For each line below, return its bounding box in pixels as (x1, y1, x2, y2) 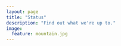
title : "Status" (6, 14, 46, 20)
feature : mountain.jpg (11, 31, 68, 37)
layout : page (6, 8, 39, 15)
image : (6, 25, 23, 32)
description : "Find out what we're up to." (6, 20, 116, 26)
